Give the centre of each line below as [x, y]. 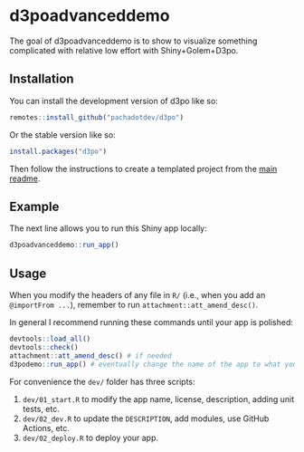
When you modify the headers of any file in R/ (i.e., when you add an [138, 295]
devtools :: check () [44, 347]
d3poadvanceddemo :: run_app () [64, 245]
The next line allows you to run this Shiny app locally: [109, 228]
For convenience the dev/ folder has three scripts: [103, 381]
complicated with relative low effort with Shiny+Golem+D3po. [124, 50]
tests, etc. [41, 409]
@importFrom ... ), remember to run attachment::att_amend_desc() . [134, 305]
